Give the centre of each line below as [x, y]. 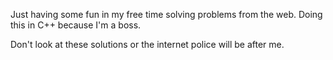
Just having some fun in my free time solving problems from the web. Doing [166, 14]
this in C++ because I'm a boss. [76, 25]
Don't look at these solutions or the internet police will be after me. [147, 44]
